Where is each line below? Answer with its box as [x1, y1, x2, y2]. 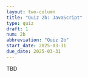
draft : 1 [6, 25, 29, 32]
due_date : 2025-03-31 [6, 49, 61, 55]
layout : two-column [6, 8, 56, 15]
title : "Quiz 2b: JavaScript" [6, 15, 83, 21]
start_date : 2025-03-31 [6, 43, 67, 49]
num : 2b [6, 32, 26, 38]
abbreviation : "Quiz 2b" [6, 37, 69, 43]
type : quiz [6, 20, 34, 26]
